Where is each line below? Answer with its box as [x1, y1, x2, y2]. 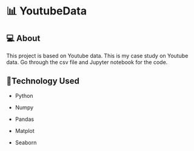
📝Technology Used [6, 76, 80, 86]
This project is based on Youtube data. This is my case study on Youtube [6, 52, 189, 59]
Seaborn [15, 139, 37, 146]
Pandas [15, 115, 35, 123]
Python [15, 92, 33, 99]
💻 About [6, 33, 41, 43]
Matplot [15, 127, 35, 134]
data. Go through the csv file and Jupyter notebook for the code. [6, 59, 168, 66]
